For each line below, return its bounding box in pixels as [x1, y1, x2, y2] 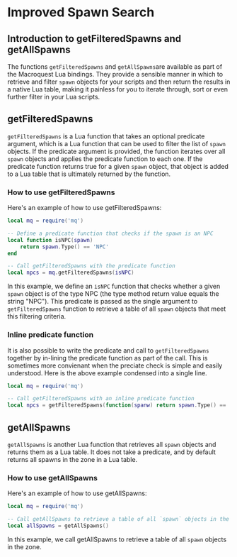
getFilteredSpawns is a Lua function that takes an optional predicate [7, 132, 205, 140]
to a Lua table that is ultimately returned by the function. [7, 170, 171, 178]
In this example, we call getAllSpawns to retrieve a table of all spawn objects [7, 535, 227, 544]
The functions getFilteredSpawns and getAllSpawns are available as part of [7, 62, 223, 71]
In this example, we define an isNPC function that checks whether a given [7, 282, 221, 291]
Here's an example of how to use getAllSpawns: [7, 489, 147, 497]
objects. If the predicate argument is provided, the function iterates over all [7, 147, 226, 155]
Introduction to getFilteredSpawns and [7, 33, 182, 45]
